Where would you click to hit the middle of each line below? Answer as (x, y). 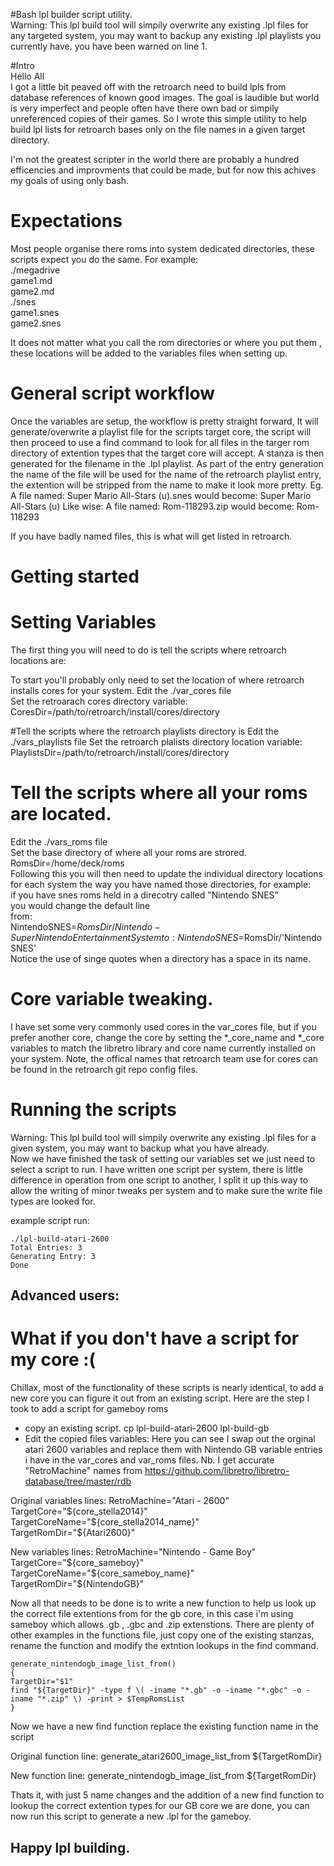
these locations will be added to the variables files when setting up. (149, 353)
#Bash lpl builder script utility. (71, 14)
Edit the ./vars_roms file (59, 841)
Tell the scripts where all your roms (159, 793)
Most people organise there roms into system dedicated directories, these (162, 248)
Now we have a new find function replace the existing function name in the (164, 1726)
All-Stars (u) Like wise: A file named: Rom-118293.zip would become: (152, 506)
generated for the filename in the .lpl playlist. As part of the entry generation (167, 463)
